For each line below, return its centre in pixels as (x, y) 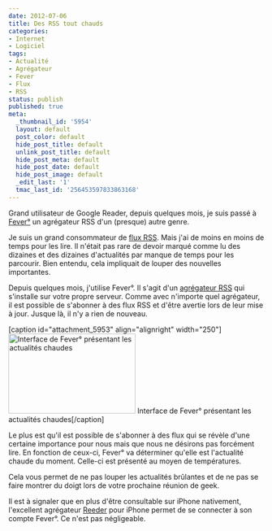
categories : (28, 31)
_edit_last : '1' (43, 183)
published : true (36, 107)
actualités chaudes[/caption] (56, 419)
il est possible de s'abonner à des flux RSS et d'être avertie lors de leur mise (136, 305)
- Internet (27, 39)
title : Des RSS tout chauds (56, 24)
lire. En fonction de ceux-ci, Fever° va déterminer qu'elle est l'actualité (126, 452)
